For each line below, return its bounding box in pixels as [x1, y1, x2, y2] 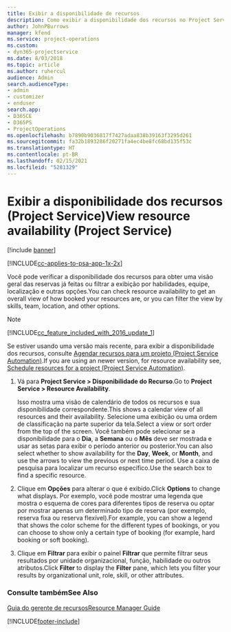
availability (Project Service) [7, 223, 173, 238]
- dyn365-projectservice [7, 49, 78, 56]
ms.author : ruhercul [7, 68, 67, 74]
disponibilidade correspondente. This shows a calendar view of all [16, 405, 203, 414]
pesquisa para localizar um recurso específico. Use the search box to [16, 463, 212, 472]
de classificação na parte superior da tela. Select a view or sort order [16, 420, 212, 428]
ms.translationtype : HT [7, 145, 76, 152]
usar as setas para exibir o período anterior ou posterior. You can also [16, 442, 213, 450]
